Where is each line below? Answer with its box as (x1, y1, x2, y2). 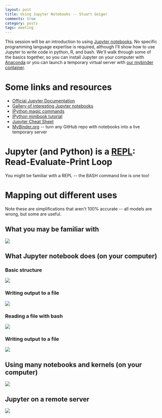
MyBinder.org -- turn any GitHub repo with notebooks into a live (12, 124, 140, 130)
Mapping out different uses (5, 190, 118, 201)
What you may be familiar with (5, 225, 99, 233)
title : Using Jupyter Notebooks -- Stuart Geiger (5, 12, 108, 17)
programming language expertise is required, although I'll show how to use (5, 44, 155, 50)
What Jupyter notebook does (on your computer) (5, 252, 157, 260)
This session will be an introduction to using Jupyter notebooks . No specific (5, 39, 157, 44)
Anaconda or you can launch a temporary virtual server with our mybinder (5, 60, 154, 65)
